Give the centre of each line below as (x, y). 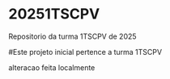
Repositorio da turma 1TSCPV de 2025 (72, 36)
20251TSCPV (54, 14)
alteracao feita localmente (52, 67)
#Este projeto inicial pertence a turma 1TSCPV (85, 52)
